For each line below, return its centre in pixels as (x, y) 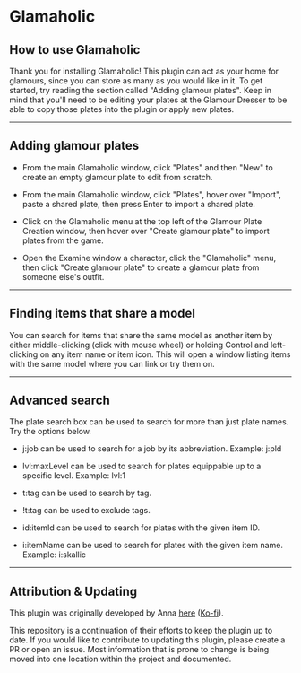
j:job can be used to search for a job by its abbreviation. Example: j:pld (152, 449)
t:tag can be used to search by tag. (87, 493)
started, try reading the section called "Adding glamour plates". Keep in (140, 90)
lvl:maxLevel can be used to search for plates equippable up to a (142, 466)
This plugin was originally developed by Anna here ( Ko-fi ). (116, 613)
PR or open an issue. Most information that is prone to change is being (139, 650)
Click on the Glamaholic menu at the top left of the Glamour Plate (142, 221)
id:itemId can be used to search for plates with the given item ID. (141, 528)
